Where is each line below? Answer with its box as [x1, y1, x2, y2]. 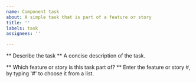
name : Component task [6, 8, 60, 15]
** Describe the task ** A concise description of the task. [6, 52, 146, 59]
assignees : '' [6, 31, 41, 37]
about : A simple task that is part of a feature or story [6, 14, 152, 20]
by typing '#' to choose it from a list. [6, 70, 94, 77]
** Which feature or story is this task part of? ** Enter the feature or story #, [6, 63, 191, 71]
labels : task [6, 25, 38, 31]
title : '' [6, 20, 31, 25]
